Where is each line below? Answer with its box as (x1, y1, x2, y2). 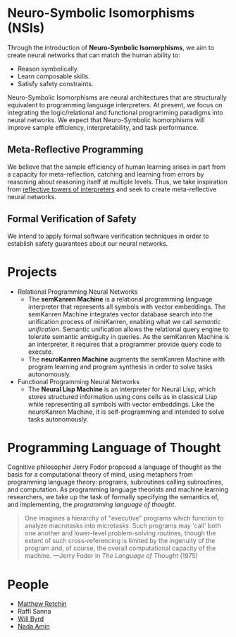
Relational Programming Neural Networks (17, 287, 138, 296)
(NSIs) (7, 20, 45, 36)
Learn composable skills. (17, 72, 90, 81)
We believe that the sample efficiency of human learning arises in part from (7, 162, 226, 171)
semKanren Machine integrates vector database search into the (27, 309, 213, 318)
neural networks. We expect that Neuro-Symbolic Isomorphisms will (7, 115, 205, 124)
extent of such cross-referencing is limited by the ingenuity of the (24, 537, 216, 545)
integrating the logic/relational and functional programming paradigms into (7, 108, 223, 117)
